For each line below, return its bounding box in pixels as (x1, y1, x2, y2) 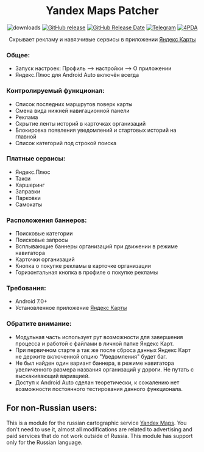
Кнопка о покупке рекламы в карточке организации (15, 262, 151, 270)
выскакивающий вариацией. (15, 372, 90, 379)
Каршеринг (15, 181, 45, 188)
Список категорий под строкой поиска (15, 139, 117, 146)
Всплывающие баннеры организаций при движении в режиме (15, 243, 178, 250)
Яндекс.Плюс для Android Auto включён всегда (15, 71, 139, 79)
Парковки (15, 194, 41, 201)
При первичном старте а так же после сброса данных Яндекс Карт (15, 346, 191, 354)
